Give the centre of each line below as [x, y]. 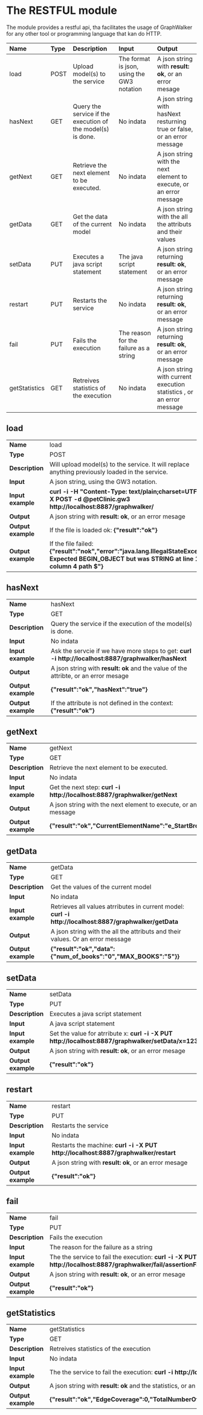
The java [131, 256]
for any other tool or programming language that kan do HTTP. [84, 33]
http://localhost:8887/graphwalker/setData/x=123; [124, 1041]
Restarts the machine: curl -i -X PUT [105, 1145]
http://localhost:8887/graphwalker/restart [114, 1153]
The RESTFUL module [62, 11]
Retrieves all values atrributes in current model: [117, 907]
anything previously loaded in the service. [108, 472]
